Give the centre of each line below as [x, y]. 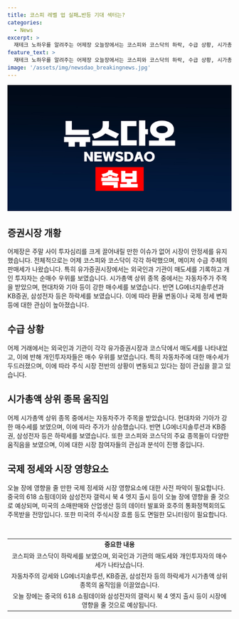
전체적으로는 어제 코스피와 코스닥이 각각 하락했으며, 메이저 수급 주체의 [131, 261]
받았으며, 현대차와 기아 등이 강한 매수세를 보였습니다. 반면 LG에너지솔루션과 [119, 287]
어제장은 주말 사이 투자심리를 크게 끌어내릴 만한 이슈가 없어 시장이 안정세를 [111, 251]
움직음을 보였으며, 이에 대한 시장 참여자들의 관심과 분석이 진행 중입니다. [106, 444]
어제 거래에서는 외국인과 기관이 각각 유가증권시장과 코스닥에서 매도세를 [105, 348]
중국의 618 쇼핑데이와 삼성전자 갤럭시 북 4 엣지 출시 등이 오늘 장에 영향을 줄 [112, 496]
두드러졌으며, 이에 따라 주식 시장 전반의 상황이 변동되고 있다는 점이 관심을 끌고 [116, 365]
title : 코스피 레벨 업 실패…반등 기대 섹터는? [67, 15]
